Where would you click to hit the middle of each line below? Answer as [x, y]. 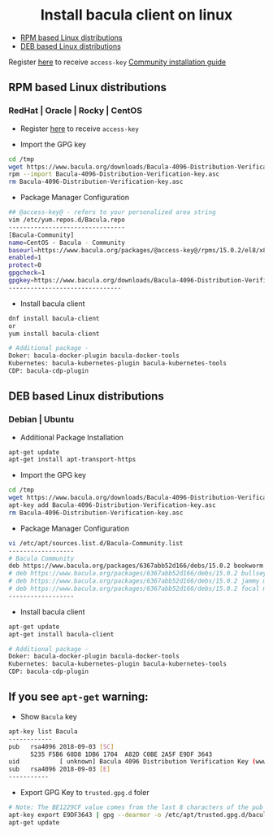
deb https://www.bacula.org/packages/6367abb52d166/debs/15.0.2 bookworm [136, 566]
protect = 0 [25, 265]
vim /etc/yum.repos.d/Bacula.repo [67, 220]
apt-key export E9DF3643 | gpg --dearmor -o [85, 815]
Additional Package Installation [72, 437]
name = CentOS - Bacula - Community [67, 243]
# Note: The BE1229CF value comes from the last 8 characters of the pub [136, 807]
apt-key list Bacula [43, 731]
